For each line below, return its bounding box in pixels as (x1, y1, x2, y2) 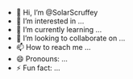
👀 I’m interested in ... (15, 16, 85, 26)
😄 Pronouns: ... (15, 54, 69, 64)
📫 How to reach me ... (15, 43, 91, 52)
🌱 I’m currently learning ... (15, 25, 102, 34)
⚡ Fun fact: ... (15, 63, 60, 73)
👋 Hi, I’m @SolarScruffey (15, 8, 98, 17)
